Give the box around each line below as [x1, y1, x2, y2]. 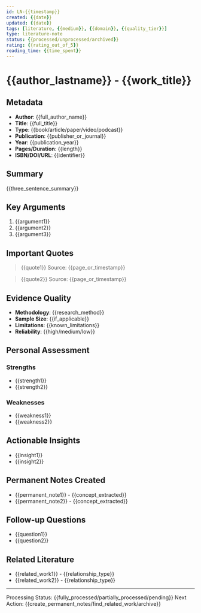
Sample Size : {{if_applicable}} [14, 315, 90, 322]
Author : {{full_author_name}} [14, 113, 87, 120]
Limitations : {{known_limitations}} [14, 322, 100, 328]
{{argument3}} [14, 231, 51, 238]
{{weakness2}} [14, 418, 53, 425]
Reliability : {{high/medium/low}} [14, 328, 96, 335]
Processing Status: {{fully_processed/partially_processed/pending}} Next [6, 594, 187, 601]
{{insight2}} [14, 458, 44, 465]
